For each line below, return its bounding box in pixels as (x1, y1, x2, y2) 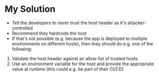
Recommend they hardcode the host (11, 30, 87, 36)
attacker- (127, 20, 147, 26)
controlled (11, 25, 33, 31)
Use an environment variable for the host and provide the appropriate (11, 61, 155, 67)
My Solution (4, 3, 56, 15)
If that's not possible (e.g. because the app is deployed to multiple (11, 36, 148, 41)
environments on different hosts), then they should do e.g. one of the (11, 40, 154, 46)
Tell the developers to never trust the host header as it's (11, 20, 127, 26)
